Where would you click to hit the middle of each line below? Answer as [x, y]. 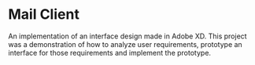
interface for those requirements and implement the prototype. [109, 52]
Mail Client [44, 14]
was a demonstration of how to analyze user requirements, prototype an [125, 44]
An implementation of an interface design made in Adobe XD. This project [128, 36]
